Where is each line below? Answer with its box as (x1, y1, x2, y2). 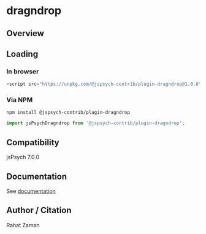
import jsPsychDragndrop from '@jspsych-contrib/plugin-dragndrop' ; (6, 120, 185, 126)
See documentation (6, 187, 56, 195)
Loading (6, 48, 39, 59)
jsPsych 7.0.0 (6, 154, 40, 161)
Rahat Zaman (6, 221, 40, 228)
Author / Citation (6, 205, 72, 216)
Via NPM (6, 96, 33, 104)
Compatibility (6, 137, 59, 148)
